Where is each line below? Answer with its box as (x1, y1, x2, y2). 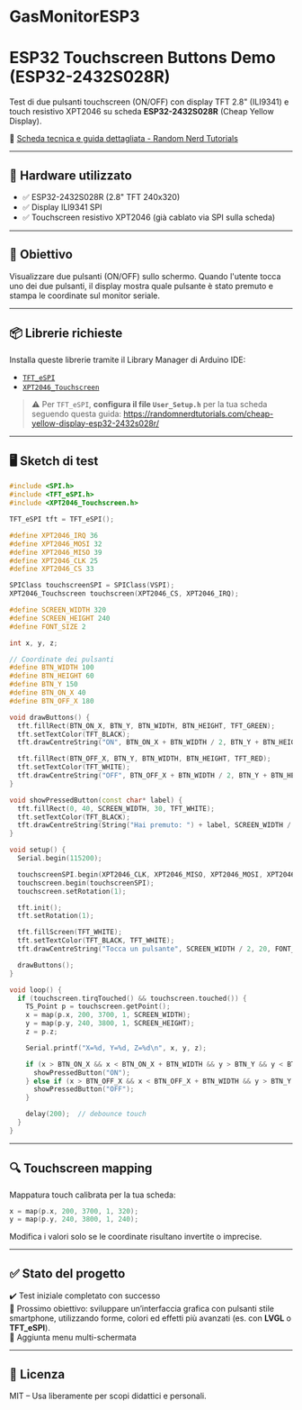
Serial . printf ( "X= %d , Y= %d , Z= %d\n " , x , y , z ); (25, 1043, 207, 1052)
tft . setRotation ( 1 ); (17, 912, 94, 921)
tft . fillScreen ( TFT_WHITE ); (17, 928, 123, 937)
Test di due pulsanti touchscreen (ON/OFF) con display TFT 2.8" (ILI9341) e (9, 96, 289, 107)
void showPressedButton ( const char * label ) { (9, 796, 182, 805)
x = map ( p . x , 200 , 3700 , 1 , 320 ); (9, 1206, 139, 1215)
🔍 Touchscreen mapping (9, 1160, 153, 1177)
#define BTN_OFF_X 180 (9, 696, 94, 705)
